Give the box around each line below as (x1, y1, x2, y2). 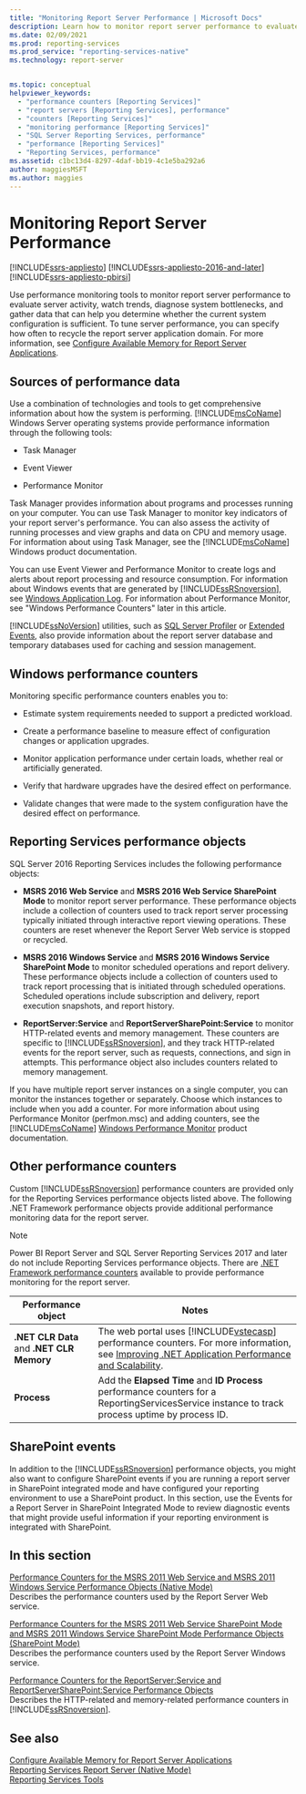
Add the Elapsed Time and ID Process (97, 1374, 263, 1387)
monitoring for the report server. (9, 1276, 130, 1287)
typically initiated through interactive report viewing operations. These (22, 914, 287, 925)
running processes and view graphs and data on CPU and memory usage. (9, 527, 287, 538)
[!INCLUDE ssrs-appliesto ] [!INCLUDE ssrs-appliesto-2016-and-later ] (9, 262, 265, 273)
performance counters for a (97, 1385, 217, 1397)
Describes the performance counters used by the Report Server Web (9, 1592, 269, 1603)
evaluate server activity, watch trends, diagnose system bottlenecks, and (9, 299, 284, 310)
